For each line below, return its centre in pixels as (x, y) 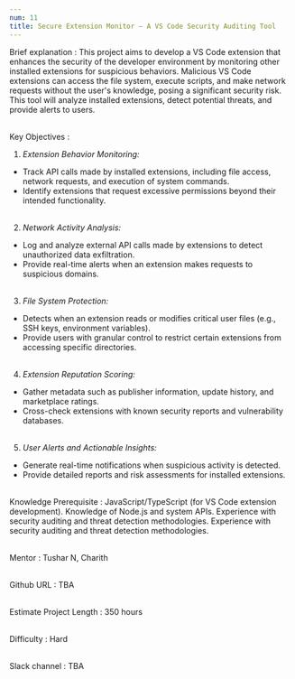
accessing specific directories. (79, 347)
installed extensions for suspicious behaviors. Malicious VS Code (130, 71)
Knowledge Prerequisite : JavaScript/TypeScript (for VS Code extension (143, 501)
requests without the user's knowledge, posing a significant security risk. (146, 90)
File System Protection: (65, 301)
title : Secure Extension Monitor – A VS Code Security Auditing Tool (143, 26)
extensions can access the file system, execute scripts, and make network (147, 80)
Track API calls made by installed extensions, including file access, (147, 172)
